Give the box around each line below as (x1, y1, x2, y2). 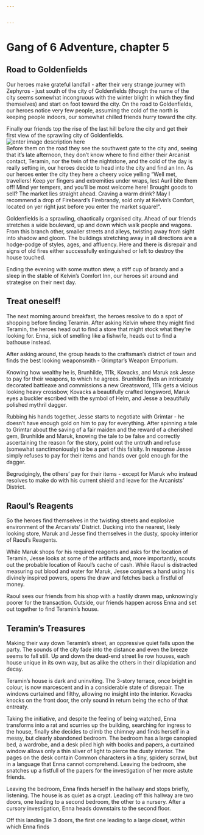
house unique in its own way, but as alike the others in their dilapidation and (6, 659, 196, 666)
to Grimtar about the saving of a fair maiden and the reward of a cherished (6, 426, 193, 433)
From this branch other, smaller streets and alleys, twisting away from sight (6, 227, 195, 235)
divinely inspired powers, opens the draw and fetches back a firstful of (6, 574, 184, 582)
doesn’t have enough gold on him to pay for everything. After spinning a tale (6, 419, 198, 426)
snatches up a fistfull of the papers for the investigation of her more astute (6, 767, 193, 775)
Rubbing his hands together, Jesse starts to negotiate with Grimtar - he (6, 413, 185, 420)
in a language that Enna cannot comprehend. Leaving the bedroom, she (6, 760, 186, 768)
